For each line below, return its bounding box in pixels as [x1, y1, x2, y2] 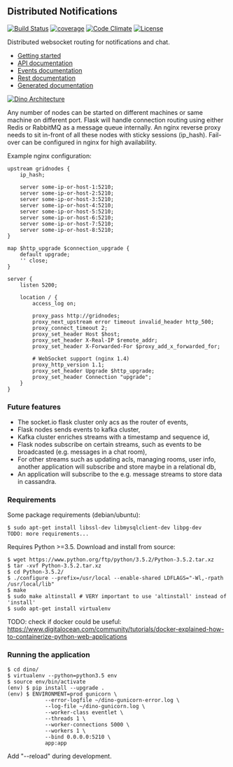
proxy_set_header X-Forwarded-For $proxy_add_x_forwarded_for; [32, 343, 220, 350]
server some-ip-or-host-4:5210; [20, 202, 114, 209]
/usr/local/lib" [7, 581, 55, 588]
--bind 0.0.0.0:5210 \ [44, 733, 111, 740]
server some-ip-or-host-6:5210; [20, 214, 114, 221]
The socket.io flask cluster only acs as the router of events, [17, 418, 189, 427]
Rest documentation [17, 74, 76, 82]
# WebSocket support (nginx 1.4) [32, 355, 130, 362]
